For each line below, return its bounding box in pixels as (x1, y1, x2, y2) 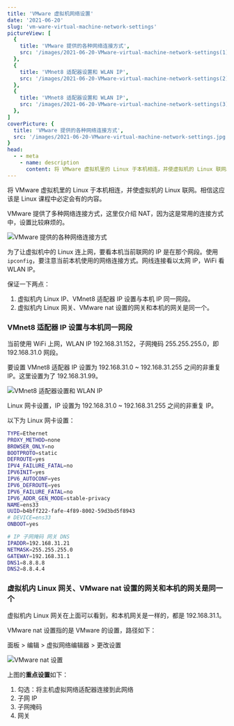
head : (7, 146, 23, 153)
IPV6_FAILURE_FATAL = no (7, 488, 73, 495)
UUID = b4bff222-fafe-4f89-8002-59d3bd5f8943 (7, 508, 136, 515)
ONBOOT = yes (7, 520, 39, 528)
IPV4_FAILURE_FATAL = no (7, 463, 73, 470)
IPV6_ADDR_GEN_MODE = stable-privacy (7, 495, 111, 502)
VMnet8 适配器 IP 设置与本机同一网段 (7, 322, 133, 332)
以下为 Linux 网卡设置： (7, 416, 75, 424)
